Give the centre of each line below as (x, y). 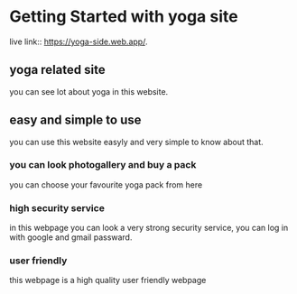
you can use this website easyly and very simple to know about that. (136, 142)
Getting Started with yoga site (124, 17)
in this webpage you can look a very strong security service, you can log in (149, 228)
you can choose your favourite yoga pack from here (106, 184)
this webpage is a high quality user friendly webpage (108, 280)
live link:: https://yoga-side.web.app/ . (79, 41)
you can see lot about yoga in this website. (89, 91)
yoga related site (57, 70)
